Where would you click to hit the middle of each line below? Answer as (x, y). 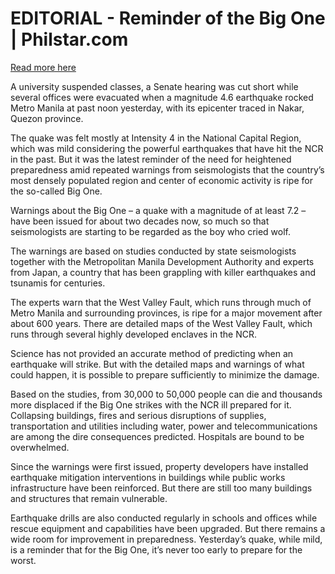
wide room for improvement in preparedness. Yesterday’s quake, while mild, (166, 539)
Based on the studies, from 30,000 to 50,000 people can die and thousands (166, 394)
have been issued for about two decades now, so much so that (140, 221)
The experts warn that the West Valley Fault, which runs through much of (161, 302)
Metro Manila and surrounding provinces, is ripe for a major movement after (166, 313)
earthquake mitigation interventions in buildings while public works (148, 477)
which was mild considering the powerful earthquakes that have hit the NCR (167, 148)
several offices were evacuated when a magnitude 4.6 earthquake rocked (162, 97)
